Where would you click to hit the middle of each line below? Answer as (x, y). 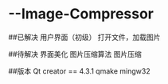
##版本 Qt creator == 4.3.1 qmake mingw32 (79, 71)
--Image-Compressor (81, 14)
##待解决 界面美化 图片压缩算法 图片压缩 (75, 54)
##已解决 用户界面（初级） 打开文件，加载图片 (84, 37)
